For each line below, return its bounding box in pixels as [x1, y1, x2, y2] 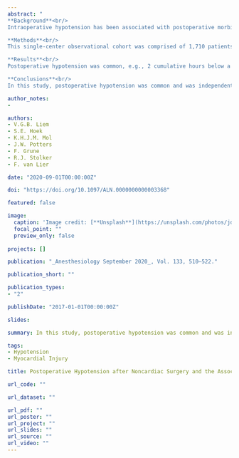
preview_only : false [14, 232, 75, 239]
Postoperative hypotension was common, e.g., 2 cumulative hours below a [7, 63, 231, 70]
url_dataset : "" [7, 393, 55, 401]
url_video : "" [7, 439, 50, 447]
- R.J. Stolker [7, 154, 53, 161]
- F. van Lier [7, 161, 50, 168]
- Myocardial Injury [7, 355, 69, 363]
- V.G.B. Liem [7, 121, 50, 128]
